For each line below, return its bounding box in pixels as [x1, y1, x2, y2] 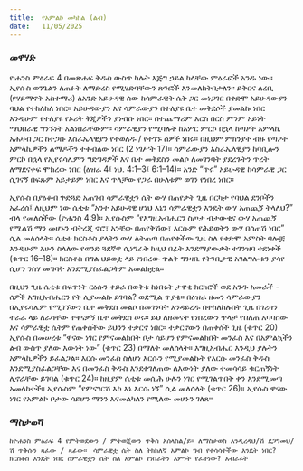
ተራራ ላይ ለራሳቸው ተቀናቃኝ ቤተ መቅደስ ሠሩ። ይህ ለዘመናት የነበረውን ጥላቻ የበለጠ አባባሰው [9, 311, 288, 322]
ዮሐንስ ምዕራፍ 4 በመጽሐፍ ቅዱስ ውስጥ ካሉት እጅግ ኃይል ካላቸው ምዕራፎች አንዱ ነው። [9, 71, 273, 82]
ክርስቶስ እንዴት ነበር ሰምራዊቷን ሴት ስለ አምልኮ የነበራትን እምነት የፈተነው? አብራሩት [9, 454, 249, 464]
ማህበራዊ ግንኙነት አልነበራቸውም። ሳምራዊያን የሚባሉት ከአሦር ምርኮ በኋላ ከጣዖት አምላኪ [9, 123, 281, 134]
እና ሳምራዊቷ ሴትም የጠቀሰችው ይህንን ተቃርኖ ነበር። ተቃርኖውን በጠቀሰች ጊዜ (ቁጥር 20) [9, 322, 279, 333]
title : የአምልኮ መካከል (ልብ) [9, 13, 108, 23]
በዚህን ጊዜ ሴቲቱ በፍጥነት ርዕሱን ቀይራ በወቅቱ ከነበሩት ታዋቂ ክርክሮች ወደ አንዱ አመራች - [9, 281, 280, 292]
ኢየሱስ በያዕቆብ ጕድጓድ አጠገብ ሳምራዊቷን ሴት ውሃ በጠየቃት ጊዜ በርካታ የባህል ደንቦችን [9, 192, 275, 203]
